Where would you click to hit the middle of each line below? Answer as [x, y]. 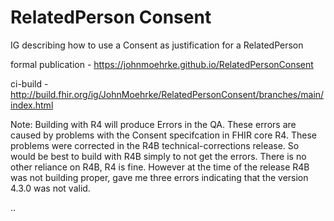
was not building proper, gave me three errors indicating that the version [159, 177]
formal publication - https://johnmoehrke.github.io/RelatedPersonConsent [162, 64]
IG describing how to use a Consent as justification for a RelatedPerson [157, 45]
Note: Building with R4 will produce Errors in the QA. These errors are [153, 124]
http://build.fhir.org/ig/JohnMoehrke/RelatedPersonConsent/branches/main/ [167, 94]
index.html [32, 105]
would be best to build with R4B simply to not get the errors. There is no [158, 156]
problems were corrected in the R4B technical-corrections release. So [155, 145]
